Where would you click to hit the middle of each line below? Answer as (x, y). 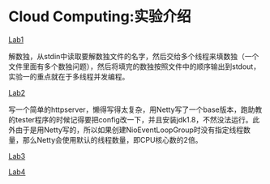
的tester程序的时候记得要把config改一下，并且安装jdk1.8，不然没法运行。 (131, 119)
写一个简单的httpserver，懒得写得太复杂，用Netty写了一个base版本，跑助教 (135, 109)
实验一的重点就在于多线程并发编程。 (69, 76)
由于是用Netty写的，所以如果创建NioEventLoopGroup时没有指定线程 (129, 130)
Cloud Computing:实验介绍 (100, 17)
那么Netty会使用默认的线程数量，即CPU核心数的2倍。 (112, 139)
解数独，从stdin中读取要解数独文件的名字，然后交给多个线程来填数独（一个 (134, 56)
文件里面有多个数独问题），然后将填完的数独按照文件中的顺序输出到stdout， (135, 66)
